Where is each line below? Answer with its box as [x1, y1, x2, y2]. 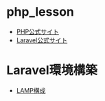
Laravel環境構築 [6, 63, 97, 78]
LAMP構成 [16, 86, 46, 94]
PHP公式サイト [16, 27, 60, 35]
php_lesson [6, 4, 75, 20]
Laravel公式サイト [16, 35, 68, 44]
